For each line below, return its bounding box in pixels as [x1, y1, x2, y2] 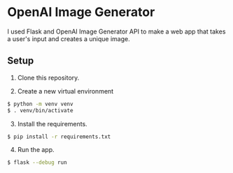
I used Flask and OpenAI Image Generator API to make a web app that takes [7, 27, 226, 36]
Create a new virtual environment [17, 86, 114, 95]
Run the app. [17, 146, 55, 154]
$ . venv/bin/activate [7, 107, 73, 114]
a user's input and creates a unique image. [7, 34, 131, 43]
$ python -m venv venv [7, 100, 73, 107]
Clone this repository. [17, 73, 80, 82]
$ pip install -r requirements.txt [7, 133, 111, 140]
